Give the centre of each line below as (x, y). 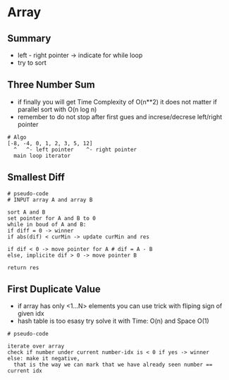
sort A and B (26, 212)
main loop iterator (42, 156)
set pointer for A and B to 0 (52, 218)
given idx (31, 314)
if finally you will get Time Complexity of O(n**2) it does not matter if (117, 102)
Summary (29, 38)
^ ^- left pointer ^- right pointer (75, 149)
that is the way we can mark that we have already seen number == (113, 365)
